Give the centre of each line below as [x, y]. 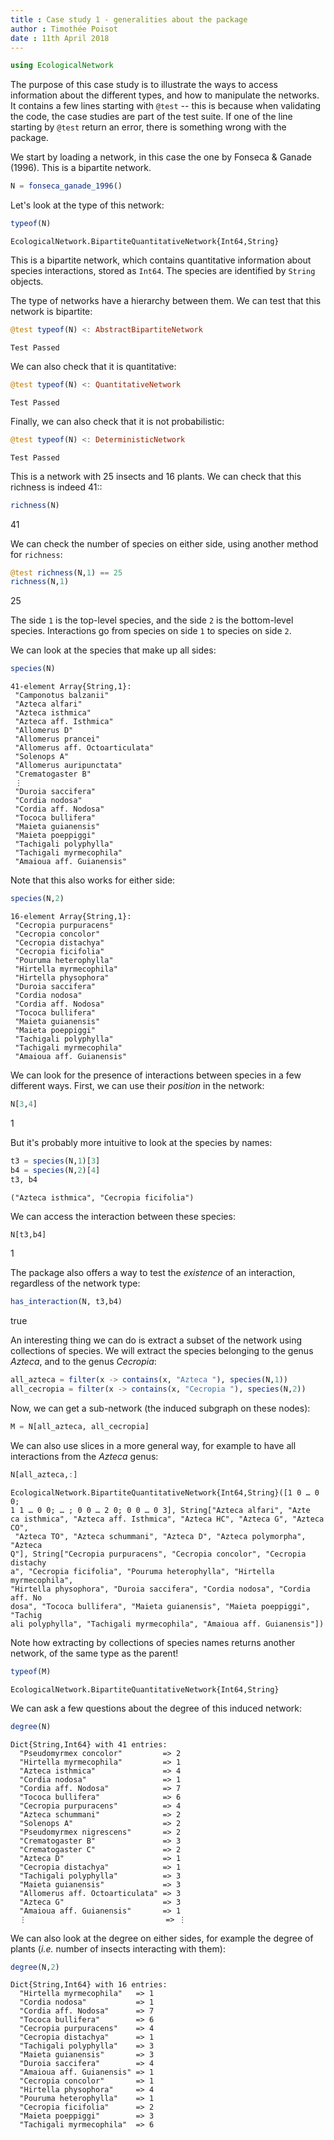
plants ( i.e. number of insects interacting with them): [118, 1948]
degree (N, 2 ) [35, 1967]
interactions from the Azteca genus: [84, 1456]
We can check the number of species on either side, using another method [164, 543]
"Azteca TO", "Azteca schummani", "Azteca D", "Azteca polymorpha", [160, 1536]
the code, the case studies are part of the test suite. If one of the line [151, 117]
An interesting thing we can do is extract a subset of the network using [156, 1340]
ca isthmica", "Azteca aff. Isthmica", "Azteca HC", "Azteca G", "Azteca [167, 1519]
